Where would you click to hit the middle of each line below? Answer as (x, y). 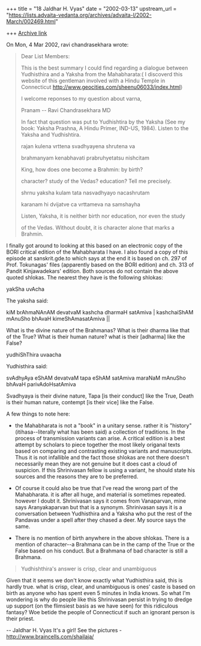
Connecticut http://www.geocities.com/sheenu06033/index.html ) (102, 87)
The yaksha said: (27, 301)
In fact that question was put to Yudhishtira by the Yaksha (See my (103, 122)
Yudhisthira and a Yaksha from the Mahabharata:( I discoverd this (102, 74)
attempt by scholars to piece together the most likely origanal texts (97, 444)
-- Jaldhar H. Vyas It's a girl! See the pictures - (64, 630)
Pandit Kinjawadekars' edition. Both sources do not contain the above (92, 271)
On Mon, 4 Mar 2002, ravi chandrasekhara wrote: (67, 45)
